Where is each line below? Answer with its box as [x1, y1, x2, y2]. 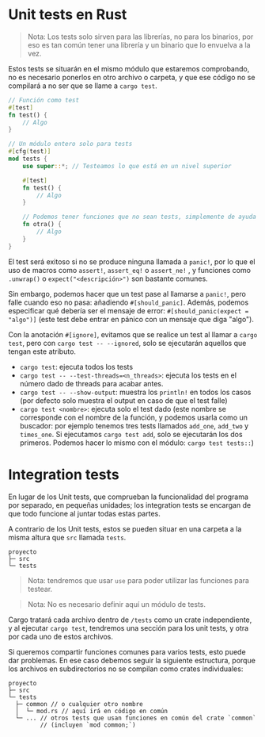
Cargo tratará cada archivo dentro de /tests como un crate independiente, [8, 615, 252, 624]
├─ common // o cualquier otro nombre [15, 700, 144, 708]
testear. [27, 584, 53, 593]
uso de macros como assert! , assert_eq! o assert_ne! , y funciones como [8, 265, 252, 274]
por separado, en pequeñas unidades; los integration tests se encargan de [8, 500, 252, 509]
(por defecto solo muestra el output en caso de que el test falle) [19, 395, 228, 405]
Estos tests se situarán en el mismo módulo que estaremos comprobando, [8, 63, 250, 73]
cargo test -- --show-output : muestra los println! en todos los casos [19, 387, 252, 397]
